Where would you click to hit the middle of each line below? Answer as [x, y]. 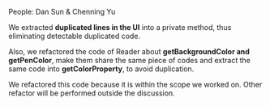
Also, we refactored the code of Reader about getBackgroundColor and [129, 51]
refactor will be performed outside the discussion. [92, 93]
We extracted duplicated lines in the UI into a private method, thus [120, 27]
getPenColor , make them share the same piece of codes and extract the [130, 60]
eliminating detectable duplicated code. [74, 36]
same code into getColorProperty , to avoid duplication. [101, 69]
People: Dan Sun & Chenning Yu [62, 12]
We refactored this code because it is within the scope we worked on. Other [135, 85]
